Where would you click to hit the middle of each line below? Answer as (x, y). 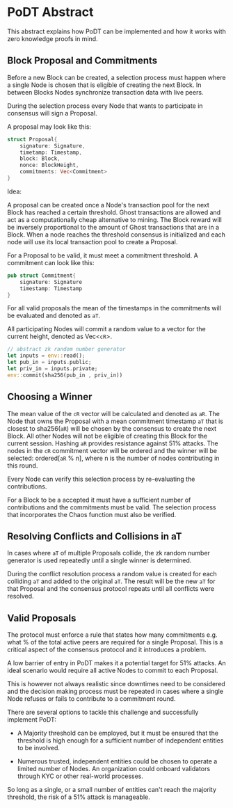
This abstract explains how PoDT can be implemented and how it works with (116, 31)
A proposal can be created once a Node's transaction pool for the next (109, 205)
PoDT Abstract (50, 12)
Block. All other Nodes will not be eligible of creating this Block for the (107, 436)
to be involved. (39, 748)
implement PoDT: (32, 720)
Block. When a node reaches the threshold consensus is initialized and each (116, 235)
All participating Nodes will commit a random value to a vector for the (107, 329)
